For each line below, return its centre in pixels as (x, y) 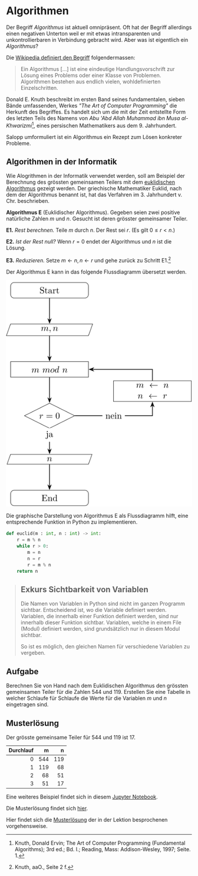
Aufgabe (22, 671)
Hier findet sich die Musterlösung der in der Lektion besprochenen (87, 819)
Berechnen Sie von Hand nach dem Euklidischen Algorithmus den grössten (97, 686)
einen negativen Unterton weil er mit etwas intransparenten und (83, 33)
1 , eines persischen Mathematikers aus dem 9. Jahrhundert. (104, 125)
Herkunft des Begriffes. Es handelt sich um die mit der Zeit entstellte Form (96, 112)
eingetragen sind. (27, 705)
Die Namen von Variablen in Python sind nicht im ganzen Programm (103, 604)
